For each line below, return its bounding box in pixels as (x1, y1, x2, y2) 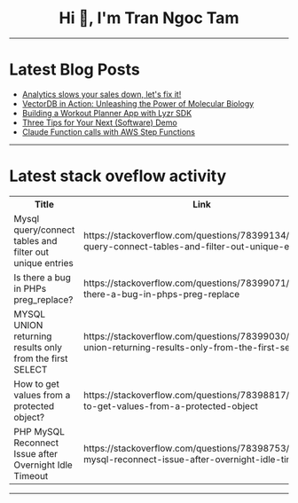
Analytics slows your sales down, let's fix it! (21, 89, 182, 99)
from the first (13, 352, 68, 365)
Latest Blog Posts (9, 59, 140, 80)
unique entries (13, 256, 74, 269)
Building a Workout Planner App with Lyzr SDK (21, 107, 192, 118)
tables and (13, 234, 58, 247)
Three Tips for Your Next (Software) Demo (21, 117, 177, 128)
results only (13, 341, 62, 353)
